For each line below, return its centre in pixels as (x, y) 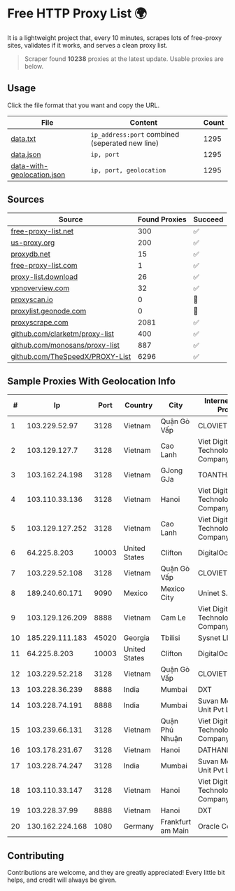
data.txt (23, 139)
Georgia (137, 638)
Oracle (209, 827)
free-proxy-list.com (44, 265)
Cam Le (173, 618)
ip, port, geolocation (128, 170)
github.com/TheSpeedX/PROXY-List (71, 356)
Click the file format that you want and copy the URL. (83, 105)
